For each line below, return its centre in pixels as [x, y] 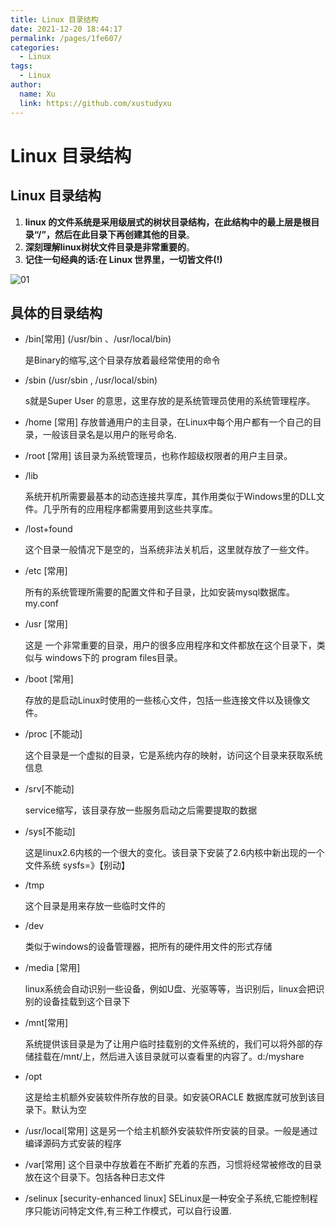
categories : [35, 47]
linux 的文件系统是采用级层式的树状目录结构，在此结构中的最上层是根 [168, 222]
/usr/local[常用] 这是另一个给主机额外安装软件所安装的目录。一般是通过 [171, 1131]
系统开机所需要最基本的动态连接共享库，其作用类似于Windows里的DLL [170, 497]
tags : [21, 66]
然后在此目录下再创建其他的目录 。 [124, 234]
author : [26, 85]
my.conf [41, 603]
